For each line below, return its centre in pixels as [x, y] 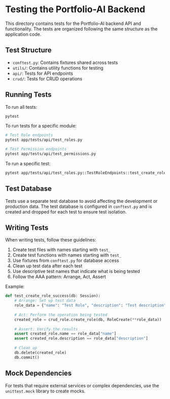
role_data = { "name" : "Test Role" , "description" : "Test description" [90, 305]
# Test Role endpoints [29, 135]
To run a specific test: [28, 163]
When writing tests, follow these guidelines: [51, 240]
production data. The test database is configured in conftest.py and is [79, 206]
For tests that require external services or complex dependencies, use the [82, 385]
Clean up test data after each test [47, 266]
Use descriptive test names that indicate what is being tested [76, 271]
